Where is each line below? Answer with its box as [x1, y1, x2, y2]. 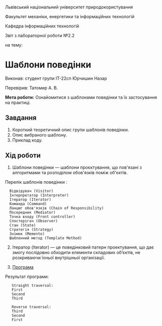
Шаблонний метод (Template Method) [9, 235, 82, 240]
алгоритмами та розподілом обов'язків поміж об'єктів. [12, 169, 128, 175]
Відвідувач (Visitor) [9, 188, 54, 193]
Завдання [5, 114, 37, 122]
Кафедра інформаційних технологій [5, 23, 79, 29]
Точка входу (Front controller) [9, 214, 76, 219]
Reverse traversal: [11, 304, 51, 309]
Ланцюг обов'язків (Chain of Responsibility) [9, 206, 104, 210]
